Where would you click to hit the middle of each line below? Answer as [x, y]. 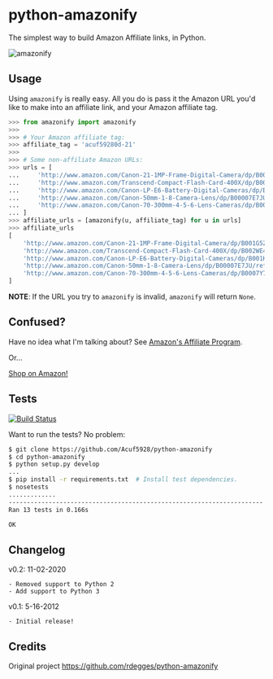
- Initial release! [41, 622]
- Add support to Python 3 [54, 592]
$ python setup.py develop [54, 464]
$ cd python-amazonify [47, 457]
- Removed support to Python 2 [61, 585]
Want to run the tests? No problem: [67, 434]
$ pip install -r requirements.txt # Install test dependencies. [123, 480]
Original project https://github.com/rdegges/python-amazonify [113, 666]
